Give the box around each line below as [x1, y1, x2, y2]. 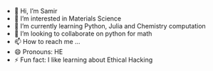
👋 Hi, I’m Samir [14, 7, 58, 15]
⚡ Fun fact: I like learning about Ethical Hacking [14, 55, 153, 64]
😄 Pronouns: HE [14, 48, 63, 56]
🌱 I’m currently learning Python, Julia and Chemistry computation [14, 22, 207, 30]
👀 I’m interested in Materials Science [14, 14, 122, 23]
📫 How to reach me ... [14, 38, 80, 45]
